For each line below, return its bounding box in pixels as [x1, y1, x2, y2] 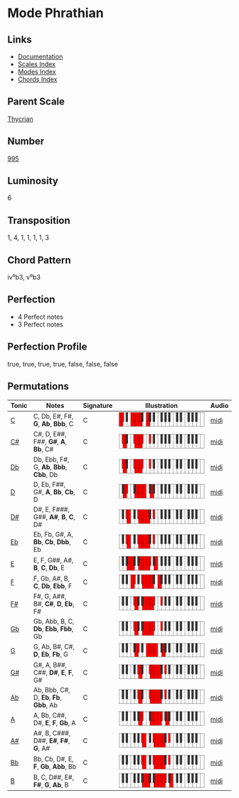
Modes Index [17, 68, 56, 76]
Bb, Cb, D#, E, [33, 754, 74, 763]
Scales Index [17, 60, 55, 68]
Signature [83, 401, 113, 409]
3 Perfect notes [17, 319, 64, 329]
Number [7, 135, 45, 148]
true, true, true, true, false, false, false [7, 359, 119, 368]
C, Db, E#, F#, [33, 412, 74, 421]
